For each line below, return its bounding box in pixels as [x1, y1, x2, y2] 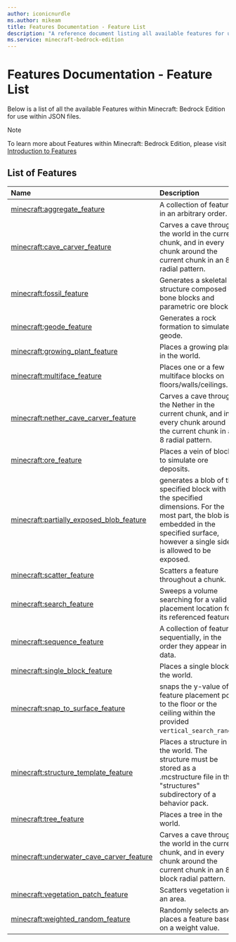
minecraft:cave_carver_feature [11, 241, 112, 251]
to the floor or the [159, 699, 218, 709]
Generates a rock [159, 313, 216, 323]
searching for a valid [159, 595, 227, 604]
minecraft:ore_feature [11, 455, 82, 465]
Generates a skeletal [159, 275, 227, 285]
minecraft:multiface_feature [11, 371, 102, 380]
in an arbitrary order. [159, 208, 228, 218]
